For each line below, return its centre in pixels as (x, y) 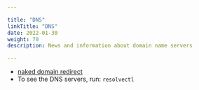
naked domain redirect (50, 72)
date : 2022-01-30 (33, 33)
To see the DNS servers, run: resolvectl (76, 79)
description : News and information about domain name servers (100, 46)
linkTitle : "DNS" (33, 26)
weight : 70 (23, 39)
